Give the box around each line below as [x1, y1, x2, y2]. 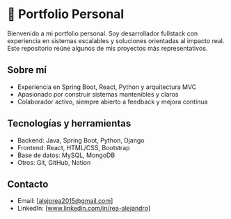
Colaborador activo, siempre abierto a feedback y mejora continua [17, 97, 208, 106]
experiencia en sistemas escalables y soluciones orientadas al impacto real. [7, 36, 225, 44]
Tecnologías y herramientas [7, 117, 132, 129]
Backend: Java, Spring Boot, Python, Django [17, 136, 145, 145]
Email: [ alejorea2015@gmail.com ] [17, 197, 113, 205]
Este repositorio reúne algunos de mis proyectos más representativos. [7, 44, 208, 52]
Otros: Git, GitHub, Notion [17, 158, 91, 166]
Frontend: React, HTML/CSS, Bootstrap [17, 143, 130, 152]
